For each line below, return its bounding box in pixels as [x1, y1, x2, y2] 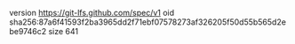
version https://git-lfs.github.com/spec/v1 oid [9, 8, 175, 18]
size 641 [48, 26, 79, 36]
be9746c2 [9, 26, 47, 36]
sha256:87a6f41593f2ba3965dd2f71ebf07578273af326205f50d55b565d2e [9, 17, 287, 27]
